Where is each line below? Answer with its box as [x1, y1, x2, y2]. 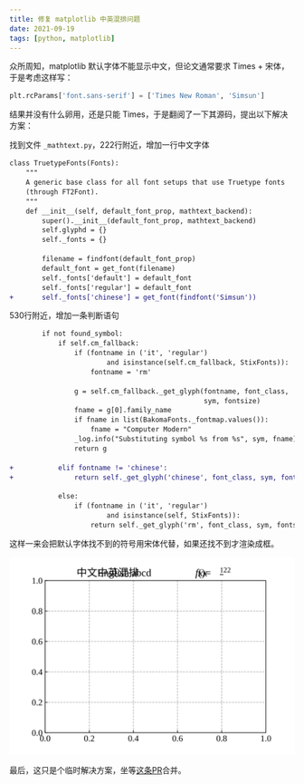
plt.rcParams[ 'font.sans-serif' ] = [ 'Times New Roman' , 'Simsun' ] [9, 92, 265, 101]
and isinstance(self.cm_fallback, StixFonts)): [106, 358, 290, 367]
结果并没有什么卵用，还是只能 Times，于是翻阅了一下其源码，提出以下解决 [9, 109, 289, 120]
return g [73, 444, 107, 453]
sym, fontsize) [203, 396, 261, 405]
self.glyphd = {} [42, 226, 107, 235]
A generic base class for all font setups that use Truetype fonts [25, 178, 285, 187]
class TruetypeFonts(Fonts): [9, 159, 119, 168]
